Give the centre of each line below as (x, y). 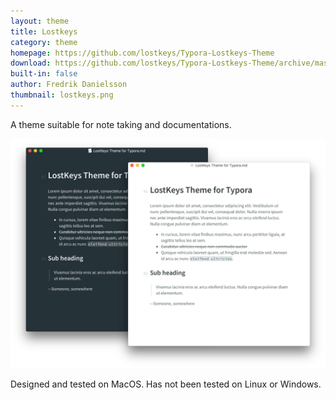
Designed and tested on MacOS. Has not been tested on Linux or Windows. (166, 384)
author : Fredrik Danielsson (69, 85)
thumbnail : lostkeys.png (62, 95)
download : (31, 63)
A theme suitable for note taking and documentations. (121, 124)
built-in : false (44, 74)
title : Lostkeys (44, 31)
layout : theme (40, 21)
